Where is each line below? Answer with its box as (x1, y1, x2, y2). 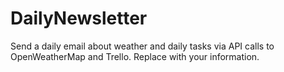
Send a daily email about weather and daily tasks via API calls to (10, 40, 275, 52)
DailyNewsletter (10, 7, 148, 30)
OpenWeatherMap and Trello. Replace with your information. (10, 50, 260, 62)
